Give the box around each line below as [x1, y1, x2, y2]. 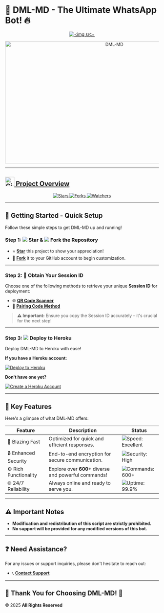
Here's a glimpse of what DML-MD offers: [5, 415, 89, 421]
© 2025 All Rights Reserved [5, 602, 62, 608]
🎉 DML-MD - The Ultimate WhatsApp [5, 4, 157, 16]
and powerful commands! [48, 472, 107, 478]
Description [69, 427, 97, 434]
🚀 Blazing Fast [7, 438, 41, 445]
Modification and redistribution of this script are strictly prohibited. [12, 521, 152, 526]
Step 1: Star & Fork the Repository [5, 237, 99, 244]
